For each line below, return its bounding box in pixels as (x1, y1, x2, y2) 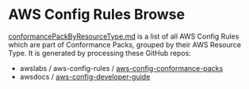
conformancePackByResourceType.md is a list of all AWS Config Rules (8, 32, 239, 41)
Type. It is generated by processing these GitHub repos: (8, 48, 192, 57)
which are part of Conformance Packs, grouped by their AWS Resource (8, 39, 242, 49)
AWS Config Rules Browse (8, 6, 185, 24)
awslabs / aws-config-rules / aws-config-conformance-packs (19, 63, 224, 72)
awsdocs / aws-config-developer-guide (19, 72, 151, 81)
